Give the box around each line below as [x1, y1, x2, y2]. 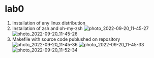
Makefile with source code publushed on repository [12, 36, 120, 42]
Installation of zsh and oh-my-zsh [12, 25, 83, 31]
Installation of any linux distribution [12, 20, 86, 26]
